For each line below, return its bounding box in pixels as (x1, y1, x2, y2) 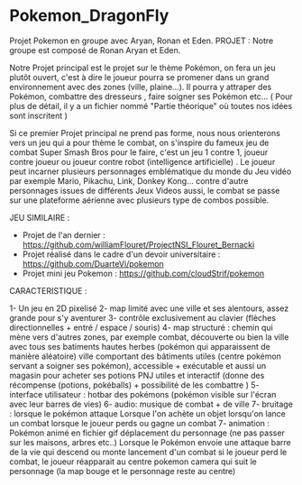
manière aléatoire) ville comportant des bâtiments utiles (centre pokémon (9, 351, 282, 361)
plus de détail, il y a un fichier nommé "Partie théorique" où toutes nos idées (9, 100, 293, 111)
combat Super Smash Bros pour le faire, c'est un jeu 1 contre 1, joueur (9, 146, 269, 158)
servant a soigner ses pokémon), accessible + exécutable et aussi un (9, 360, 267, 371)
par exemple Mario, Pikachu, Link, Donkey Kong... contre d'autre (9, 175, 249, 186)
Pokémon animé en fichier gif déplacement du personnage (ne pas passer (9, 427, 286, 438)
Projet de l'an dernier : (22, 229, 105, 240)
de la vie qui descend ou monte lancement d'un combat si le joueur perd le (9, 446, 288, 457)
